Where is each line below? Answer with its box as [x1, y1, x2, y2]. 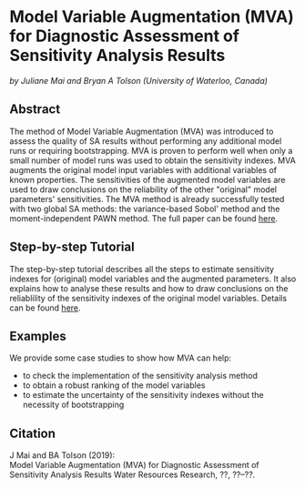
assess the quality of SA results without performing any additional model [9, 135, 282, 147]
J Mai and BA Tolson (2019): [9, 450, 116, 461]
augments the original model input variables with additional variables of [9, 164, 278, 175]
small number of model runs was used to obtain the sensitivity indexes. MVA [9, 155, 296, 166]
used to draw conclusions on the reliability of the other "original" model [9, 184, 278, 195]
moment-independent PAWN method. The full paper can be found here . [9, 212, 279, 224]
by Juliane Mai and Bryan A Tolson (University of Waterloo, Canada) [9, 75, 269, 86]
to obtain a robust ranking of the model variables [22, 380, 206, 391]
